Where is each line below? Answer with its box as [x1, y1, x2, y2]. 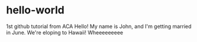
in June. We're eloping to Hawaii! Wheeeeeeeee [6, 29, 123, 36]
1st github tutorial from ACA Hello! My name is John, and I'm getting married [6, 23, 192, 30]
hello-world [6, 3, 65, 17]
